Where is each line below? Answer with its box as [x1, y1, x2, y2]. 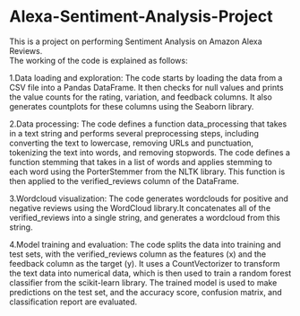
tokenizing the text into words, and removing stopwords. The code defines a [9, 146, 291, 158]
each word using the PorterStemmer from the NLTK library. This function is [9, 166, 286, 177]
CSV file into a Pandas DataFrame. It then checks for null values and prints [9, 82, 284, 92]
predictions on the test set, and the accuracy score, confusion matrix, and [9, 286, 282, 297]
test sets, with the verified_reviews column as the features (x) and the [9, 249, 267, 259]
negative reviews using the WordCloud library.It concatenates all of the [9, 202, 271, 213]
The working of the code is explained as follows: [9, 55, 188, 66]
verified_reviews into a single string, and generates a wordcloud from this [9, 212, 280, 223]
